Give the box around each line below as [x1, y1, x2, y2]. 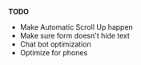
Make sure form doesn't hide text [19, 31, 131, 40]
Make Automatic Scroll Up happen [19, 22, 134, 31]
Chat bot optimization [19, 39, 91, 49]
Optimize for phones [19, 48, 88, 57]
